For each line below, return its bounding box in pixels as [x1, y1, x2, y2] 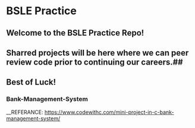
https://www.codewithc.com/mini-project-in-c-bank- [44, 108, 174, 116]
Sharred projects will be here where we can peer [6, 47, 189, 57]
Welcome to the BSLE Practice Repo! [6, 28, 144, 38]
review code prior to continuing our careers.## [6, 57, 183, 67]
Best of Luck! [6, 77, 56, 87]
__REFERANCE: [6, 108, 43, 116]
